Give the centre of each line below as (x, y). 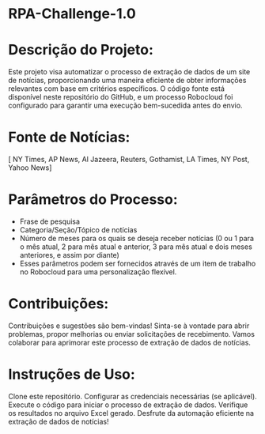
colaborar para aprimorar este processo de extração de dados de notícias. (130, 342)
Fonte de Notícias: (69, 137)
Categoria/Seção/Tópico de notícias (78, 230)
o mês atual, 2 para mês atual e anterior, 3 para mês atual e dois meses (136, 247)
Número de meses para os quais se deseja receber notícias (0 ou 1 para (137, 238)
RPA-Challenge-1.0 (72, 14)
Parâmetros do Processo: (93, 200)
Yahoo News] (30, 168)
